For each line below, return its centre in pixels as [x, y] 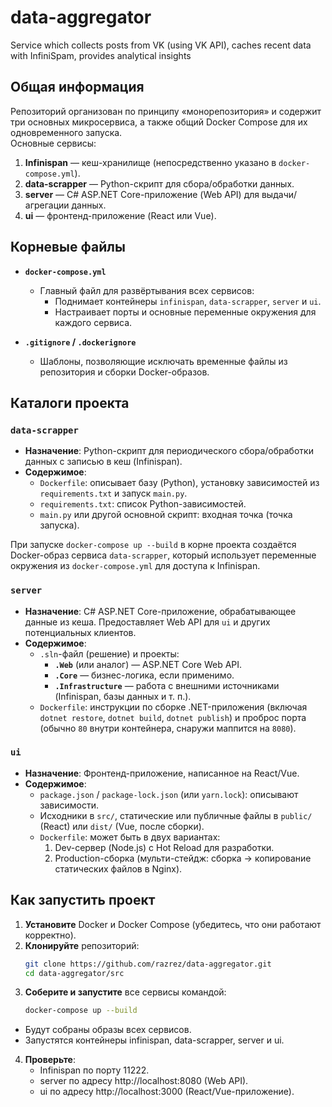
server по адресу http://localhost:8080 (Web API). [144, 1081]
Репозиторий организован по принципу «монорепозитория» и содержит [166, 111]
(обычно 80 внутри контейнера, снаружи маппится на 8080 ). [168, 728]
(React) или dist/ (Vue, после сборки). [122, 826]
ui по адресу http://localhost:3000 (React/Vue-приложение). [167, 1092]
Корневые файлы [68, 247]
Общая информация [77, 87]
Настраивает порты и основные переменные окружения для [185, 312]
